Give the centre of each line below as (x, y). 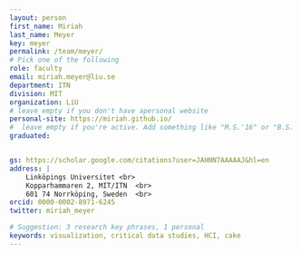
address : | (30, 169)
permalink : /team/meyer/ (56, 52)
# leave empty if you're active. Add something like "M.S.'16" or (140, 128)
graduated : (30, 136)
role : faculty (36, 69)
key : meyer (30, 43)
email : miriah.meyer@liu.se (63, 77)
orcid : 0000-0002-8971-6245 (63, 202)
